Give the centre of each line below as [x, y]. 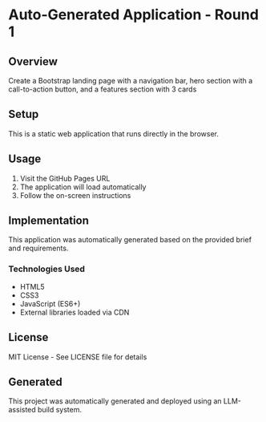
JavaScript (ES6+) [50, 303]
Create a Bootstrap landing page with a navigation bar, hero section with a [131, 81]
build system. [60, 410]
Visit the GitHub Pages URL [65, 178]
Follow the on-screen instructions [75, 195]
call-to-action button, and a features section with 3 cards [103, 89]
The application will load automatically [83, 187]
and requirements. [38, 248]
